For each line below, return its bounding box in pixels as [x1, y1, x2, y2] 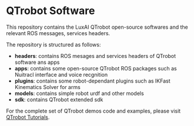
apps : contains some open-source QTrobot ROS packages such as [14, 64, 178, 71]
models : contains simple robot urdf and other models [14, 90, 144, 97]
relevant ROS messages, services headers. [6, 29, 111, 36]
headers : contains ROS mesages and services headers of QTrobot [14, 52, 176, 59]
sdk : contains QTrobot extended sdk [14, 96, 103, 103]
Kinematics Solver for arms [14, 83, 81, 90]
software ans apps [14, 59, 60, 66]
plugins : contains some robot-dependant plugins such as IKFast [14, 77, 170, 84]
